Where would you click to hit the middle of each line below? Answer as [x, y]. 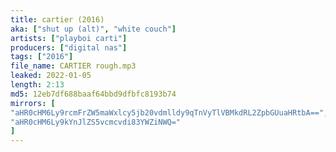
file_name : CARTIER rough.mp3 [73, 66]
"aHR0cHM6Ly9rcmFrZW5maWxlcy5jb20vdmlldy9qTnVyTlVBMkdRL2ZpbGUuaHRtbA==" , [169, 112]
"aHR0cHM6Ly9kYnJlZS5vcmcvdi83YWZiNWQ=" [96, 122]
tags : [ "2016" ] [42, 57]
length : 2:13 [37, 85]
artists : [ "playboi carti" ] [69, 38]
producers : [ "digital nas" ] [69, 47]
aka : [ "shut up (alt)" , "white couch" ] [93, 29]
